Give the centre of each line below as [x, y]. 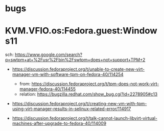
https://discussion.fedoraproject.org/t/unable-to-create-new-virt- [78, 69]
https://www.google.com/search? [48, 55]
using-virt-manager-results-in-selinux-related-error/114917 [71, 109]
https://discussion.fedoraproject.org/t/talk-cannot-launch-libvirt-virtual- [85, 118]
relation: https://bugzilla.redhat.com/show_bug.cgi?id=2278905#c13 [88, 94]
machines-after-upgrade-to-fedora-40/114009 [59, 123]
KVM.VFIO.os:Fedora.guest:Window [81, 31]
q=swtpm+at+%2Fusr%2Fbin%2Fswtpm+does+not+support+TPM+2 [75, 60]
